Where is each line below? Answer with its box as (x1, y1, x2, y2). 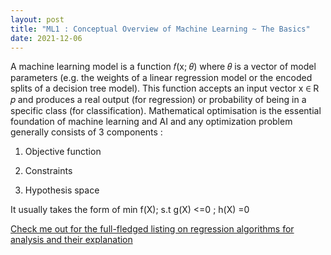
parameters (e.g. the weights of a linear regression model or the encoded (10, 72, 313, 84)
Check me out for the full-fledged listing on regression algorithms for (10, 223, 295, 235)
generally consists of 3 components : (10, 126, 163, 138)
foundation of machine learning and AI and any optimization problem (10, 116, 293, 128)
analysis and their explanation (10, 234, 133, 246)
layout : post (10, 14, 65, 25)
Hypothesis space (24, 184, 100, 196)
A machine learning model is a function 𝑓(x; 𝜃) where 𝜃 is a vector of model (10, 61, 317, 73)
